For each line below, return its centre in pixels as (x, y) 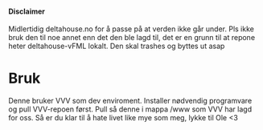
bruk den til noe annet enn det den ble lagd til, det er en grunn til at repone (132, 38)
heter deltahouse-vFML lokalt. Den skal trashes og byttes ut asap (117, 46)
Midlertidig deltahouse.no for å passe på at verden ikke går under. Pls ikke (131, 29)
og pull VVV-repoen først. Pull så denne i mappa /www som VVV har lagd (130, 109)
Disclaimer (27, 11)
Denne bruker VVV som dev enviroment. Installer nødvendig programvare (130, 101)
